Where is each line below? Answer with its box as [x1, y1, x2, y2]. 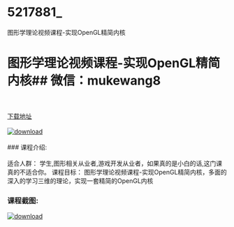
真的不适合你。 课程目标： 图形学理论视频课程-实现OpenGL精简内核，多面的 [7, 168, 227, 176]
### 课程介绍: [7, 142, 47, 151]
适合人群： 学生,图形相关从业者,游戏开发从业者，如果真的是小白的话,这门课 [7, 159, 223, 168]
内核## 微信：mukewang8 [7, 73, 161, 89]
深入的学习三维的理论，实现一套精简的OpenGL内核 [7, 176, 154, 185]
